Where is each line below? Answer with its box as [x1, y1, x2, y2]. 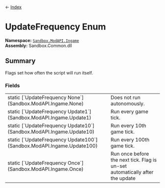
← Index [5, 4, 22, 10]
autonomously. [110, 100, 145, 107]
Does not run [110, 94, 141, 101]
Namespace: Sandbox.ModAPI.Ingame [5, 37, 80, 43]
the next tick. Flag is [110, 157, 157, 164]
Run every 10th [110, 122, 146, 129]
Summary [5, 57, 36, 65]
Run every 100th [110, 137, 150, 143]
